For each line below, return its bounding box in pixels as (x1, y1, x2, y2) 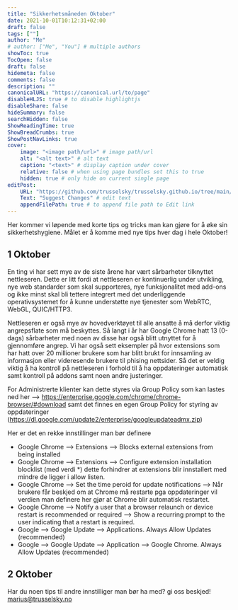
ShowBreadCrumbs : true (7, 129, 74, 136)
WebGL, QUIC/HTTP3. (7, 305, 73, 313)
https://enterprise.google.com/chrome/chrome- (41, 392, 181, 401)
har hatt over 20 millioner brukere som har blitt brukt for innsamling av (7, 348, 212, 357)
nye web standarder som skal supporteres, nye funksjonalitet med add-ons (7, 282, 227, 291)
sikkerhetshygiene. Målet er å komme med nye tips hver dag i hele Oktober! (7, 228, 228, 236)
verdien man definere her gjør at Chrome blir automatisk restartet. (17, 495, 210, 503)
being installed (17, 450, 61, 459)
